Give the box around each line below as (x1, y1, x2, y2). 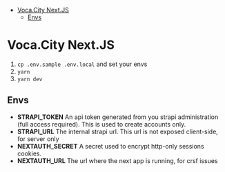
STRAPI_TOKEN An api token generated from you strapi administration (17, 113, 219, 121)
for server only (17, 134, 60, 143)
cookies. (17, 149, 42, 158)
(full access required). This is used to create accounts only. (17, 120, 186, 128)
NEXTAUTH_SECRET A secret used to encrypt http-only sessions (17, 142, 205, 150)
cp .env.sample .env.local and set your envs (17, 60, 148, 68)
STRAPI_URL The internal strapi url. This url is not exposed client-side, (17, 127, 219, 136)
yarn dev (17, 76, 43, 83)
